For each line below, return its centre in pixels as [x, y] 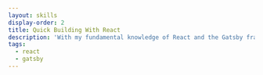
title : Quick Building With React [65, 30]
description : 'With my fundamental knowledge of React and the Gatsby [126, 37]
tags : [17, 45]
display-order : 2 [36, 23]
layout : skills [33, 15]
